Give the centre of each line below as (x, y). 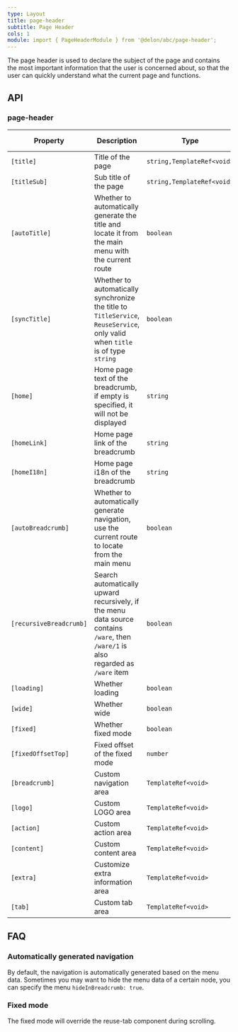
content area (115, 853)
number (157, 754)
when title (113, 342)
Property (49, 140)
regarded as (114, 663)
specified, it (113, 404)
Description (117, 140)
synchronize (114, 297)
